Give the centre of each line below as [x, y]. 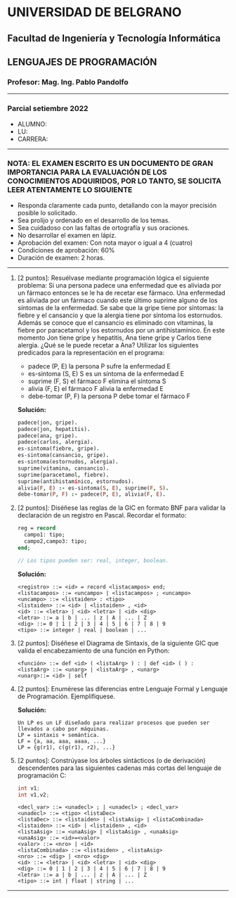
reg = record [37, 528]
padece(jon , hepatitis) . [54, 429]
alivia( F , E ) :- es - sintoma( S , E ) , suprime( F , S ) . [93, 488]
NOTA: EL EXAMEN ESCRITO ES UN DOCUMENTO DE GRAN [110, 164]
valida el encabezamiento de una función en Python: [93, 650]
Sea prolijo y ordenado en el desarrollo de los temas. [94, 220]
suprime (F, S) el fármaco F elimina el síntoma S [97, 381]
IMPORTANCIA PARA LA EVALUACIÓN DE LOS [87, 172]
